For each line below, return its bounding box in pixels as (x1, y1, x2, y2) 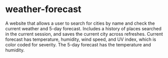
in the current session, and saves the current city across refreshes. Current (5, 31, 163, 37)
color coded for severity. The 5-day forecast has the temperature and (5, 41, 151, 47)
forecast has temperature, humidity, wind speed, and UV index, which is (5, 36, 156, 42)
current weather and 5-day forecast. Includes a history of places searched (5, 25, 162, 31)
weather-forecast (5, 4, 81, 15)
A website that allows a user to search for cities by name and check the (5, 20, 155, 26)
